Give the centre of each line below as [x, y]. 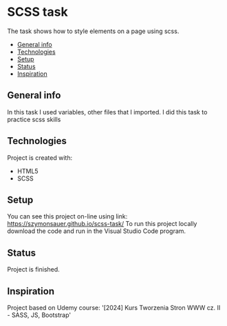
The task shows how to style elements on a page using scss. [93, 31]
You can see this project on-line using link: [67, 216]
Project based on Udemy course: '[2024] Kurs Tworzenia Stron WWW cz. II [114, 308]
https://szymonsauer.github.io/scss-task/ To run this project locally [102, 224]
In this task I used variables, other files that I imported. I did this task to [107, 112]
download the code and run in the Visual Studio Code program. [97, 231]
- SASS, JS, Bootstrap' [39, 315]
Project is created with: [40, 157]
